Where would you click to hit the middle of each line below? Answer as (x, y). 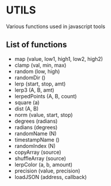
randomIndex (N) (35, 146)
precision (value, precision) (47, 171)
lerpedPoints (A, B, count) (46, 96)
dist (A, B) (27, 108)
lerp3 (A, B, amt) (34, 90)
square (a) (27, 102)
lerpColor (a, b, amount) (44, 164)
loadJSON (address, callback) (51, 177)
